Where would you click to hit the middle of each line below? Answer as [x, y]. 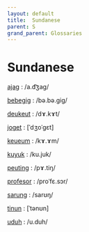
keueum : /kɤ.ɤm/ [33, 141]
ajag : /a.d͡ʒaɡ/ [28, 87]
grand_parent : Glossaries [44, 33]
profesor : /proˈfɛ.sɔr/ [38, 181]
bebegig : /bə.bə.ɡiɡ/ [38, 100]
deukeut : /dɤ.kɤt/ [34, 114]
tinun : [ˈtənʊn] [28, 208]
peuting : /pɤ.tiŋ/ [31, 168]
